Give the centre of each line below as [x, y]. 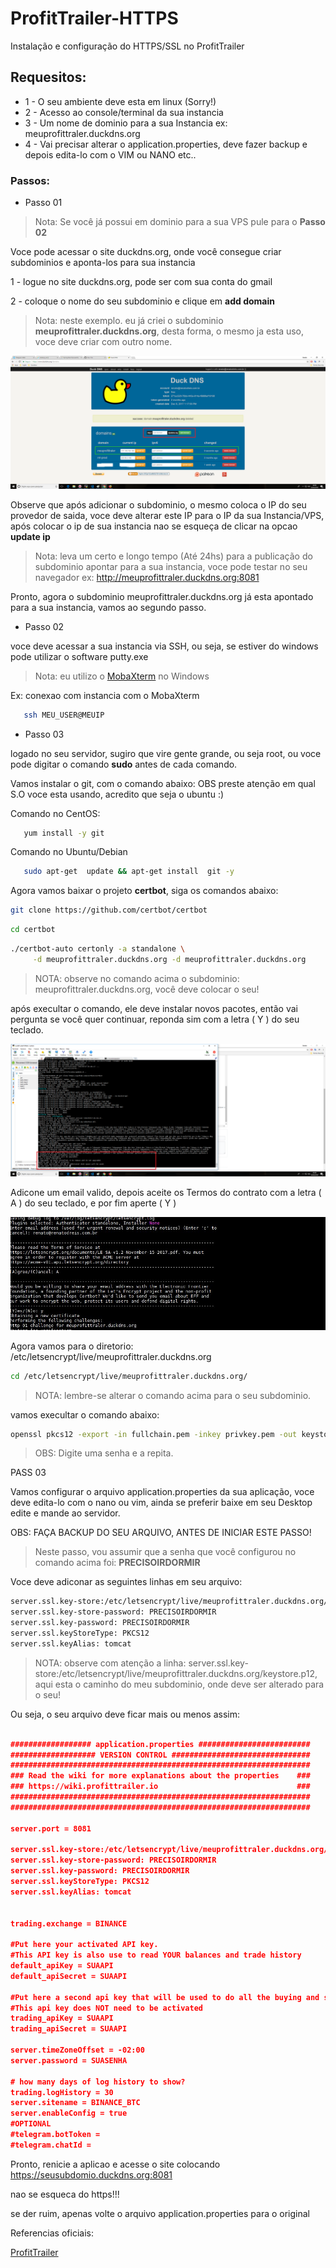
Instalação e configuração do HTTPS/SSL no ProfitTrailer [127, 46]
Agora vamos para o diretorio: [72, 1346]
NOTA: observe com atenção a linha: [110, 1663]
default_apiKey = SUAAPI [62, 1966]
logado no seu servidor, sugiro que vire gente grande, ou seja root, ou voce [166, 753]
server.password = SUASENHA [69, 2060]
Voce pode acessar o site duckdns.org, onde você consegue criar [146, 252]
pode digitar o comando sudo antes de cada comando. [124, 764]
